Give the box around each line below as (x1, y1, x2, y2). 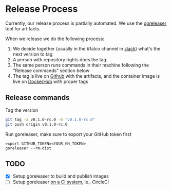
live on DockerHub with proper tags (12, 78, 88, 84)
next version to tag (12, 51, 53, 57)
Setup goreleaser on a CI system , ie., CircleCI (12, 179, 109, 185)
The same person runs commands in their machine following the (12, 62, 149, 68)
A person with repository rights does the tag (12, 56, 107, 62)
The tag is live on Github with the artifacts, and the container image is (12, 73, 160, 79)
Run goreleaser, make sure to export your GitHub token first (5, 131, 132, 137)
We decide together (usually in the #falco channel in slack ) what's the (12, 45, 161, 51)
